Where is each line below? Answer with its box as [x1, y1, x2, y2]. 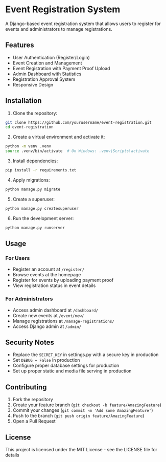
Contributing [5, 383, 47, 391]
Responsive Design [12, 81, 54, 87]
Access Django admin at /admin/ [12, 323, 82, 329]
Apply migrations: [12, 177, 50, 183]
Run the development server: [12, 215, 74, 221]
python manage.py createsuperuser [5, 206, 79, 211]
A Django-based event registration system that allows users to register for [5, 20, 161, 27]
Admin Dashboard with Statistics [12, 71, 82, 77]
